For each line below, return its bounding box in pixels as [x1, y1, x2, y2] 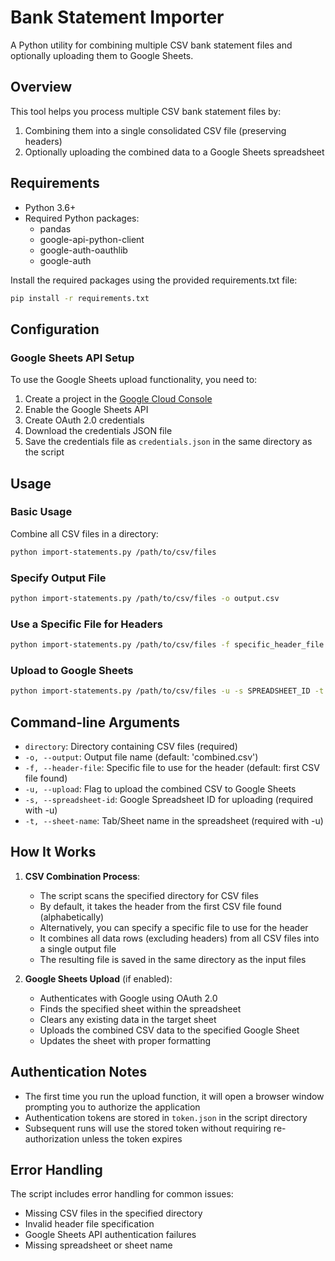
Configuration [10, 321, 100, 338]
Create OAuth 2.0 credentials [24, 414, 145, 426]
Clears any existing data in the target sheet [39, 1013, 217, 1025]
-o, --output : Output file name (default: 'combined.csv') [24, 751, 259, 763]
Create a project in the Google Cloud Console [24, 393, 213, 405]
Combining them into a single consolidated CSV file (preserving [24, 124, 287, 136]
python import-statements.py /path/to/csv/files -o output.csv [10, 593, 280, 603]
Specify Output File [10, 571, 107, 585]
